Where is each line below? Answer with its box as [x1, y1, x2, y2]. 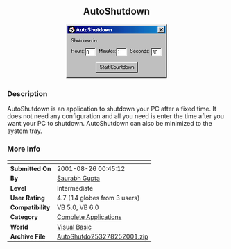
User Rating [10, 193, 45, 202]
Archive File [10, 232, 46, 241]
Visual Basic [56, 223, 92, 231]
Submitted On [10, 165, 51, 173]
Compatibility [10, 203, 51, 211]
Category [10, 213, 38, 221]
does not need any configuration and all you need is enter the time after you [7, 112, 224, 120]
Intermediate [56, 184, 94, 192]
